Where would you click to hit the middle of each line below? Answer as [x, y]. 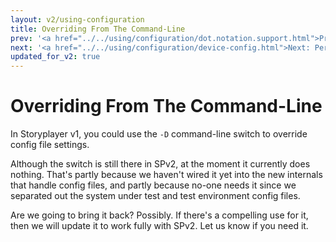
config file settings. [50, 145]
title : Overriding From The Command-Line [98, 29]
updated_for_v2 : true [55, 57]
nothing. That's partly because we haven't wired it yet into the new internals [166, 175]
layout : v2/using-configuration [77, 19]
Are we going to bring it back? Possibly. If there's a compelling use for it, [159, 215]
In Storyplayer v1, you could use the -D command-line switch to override [159, 134]
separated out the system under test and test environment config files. [155, 196]
